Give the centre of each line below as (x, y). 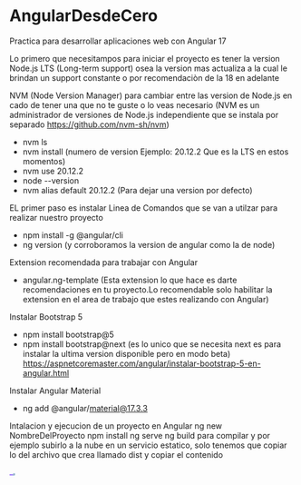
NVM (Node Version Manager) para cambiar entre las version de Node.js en (151, 95)
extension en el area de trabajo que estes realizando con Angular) (146, 299)
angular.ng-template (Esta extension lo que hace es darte (130, 280)
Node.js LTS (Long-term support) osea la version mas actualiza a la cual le (149, 68)
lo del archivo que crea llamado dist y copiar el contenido (117, 454)
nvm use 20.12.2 (53, 171)
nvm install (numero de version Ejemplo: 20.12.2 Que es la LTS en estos (155, 152)
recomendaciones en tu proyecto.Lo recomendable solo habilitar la (147, 289)
